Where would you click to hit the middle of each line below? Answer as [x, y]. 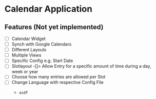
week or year [25, 72]
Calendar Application [49, 9]
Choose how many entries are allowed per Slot [58, 77]
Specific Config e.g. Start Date [42, 61]
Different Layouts [29, 50]
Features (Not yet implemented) [54, 27]
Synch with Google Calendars [41, 44]
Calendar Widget [29, 39]
